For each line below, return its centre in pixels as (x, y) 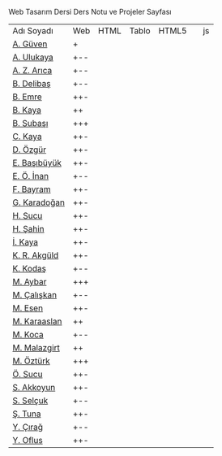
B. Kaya (27, 110)
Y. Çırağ (28, 427)
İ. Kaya (26, 242)
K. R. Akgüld (36, 255)
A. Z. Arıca (32, 70)
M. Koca (28, 334)
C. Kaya (27, 136)
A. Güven (30, 44)
